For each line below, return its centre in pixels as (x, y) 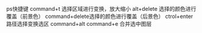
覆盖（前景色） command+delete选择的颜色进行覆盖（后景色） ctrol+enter (100, 16)
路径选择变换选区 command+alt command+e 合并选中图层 (79, 24)
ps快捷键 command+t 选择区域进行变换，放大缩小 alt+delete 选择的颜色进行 (101, 9)
